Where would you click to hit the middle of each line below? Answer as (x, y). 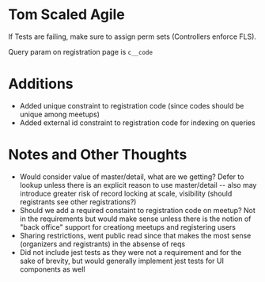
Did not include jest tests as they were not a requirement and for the (131, 252)
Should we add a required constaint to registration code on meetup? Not (137, 210)
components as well (52, 269)
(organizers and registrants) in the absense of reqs (102, 244)
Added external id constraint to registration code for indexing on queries (137, 122)
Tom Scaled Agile (66, 15)
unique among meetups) (60, 114)
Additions (41, 84)
